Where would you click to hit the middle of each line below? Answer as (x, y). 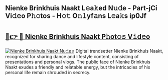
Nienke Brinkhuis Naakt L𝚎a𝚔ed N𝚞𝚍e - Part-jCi (81, 8)
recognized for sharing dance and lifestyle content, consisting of (72, 56)
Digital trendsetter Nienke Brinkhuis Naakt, (119, 51)
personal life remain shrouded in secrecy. (48, 72)
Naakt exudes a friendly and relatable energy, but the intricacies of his (78, 67)
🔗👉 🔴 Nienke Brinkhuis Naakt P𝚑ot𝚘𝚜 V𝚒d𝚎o (78, 37)
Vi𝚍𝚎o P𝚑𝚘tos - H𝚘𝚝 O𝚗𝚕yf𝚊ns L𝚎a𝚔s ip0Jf (76, 16)
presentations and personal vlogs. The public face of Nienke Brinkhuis (78, 62)
